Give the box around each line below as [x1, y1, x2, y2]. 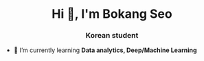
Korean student [85, 31, 139, 40]
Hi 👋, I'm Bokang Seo [51, 6, 173, 22]
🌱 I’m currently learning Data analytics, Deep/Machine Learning [13, 46, 197, 54]
